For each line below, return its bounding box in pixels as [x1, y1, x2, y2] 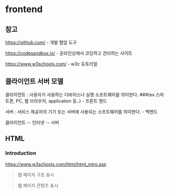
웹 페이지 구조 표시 [17, 171, 54, 178]
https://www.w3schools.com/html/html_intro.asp [5, 161, 107, 167]
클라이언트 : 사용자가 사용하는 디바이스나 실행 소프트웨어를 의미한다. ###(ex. [5, 91, 156, 97]
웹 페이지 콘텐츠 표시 [17, 182, 59, 188]
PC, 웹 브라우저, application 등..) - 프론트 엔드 [16, 98, 107, 104]
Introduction [5, 149, 36, 157]
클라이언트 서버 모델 [5, 77, 64, 86]
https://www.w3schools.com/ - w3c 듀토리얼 [5, 61, 97, 67]
